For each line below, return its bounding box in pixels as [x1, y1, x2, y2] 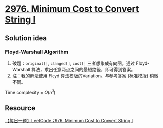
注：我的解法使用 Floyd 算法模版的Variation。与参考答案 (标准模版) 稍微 [12, 73, 159, 79]
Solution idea [5, 34, 47, 42]
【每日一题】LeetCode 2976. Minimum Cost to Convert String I [5, 118, 133, 124]
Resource [5, 104, 36, 112]
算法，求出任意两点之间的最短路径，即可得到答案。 [31, 66, 136, 72]
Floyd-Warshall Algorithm [5, 48, 69, 55]
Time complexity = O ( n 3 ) [5, 88, 56, 95]
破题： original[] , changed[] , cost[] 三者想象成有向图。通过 [12, 60, 135, 66]
